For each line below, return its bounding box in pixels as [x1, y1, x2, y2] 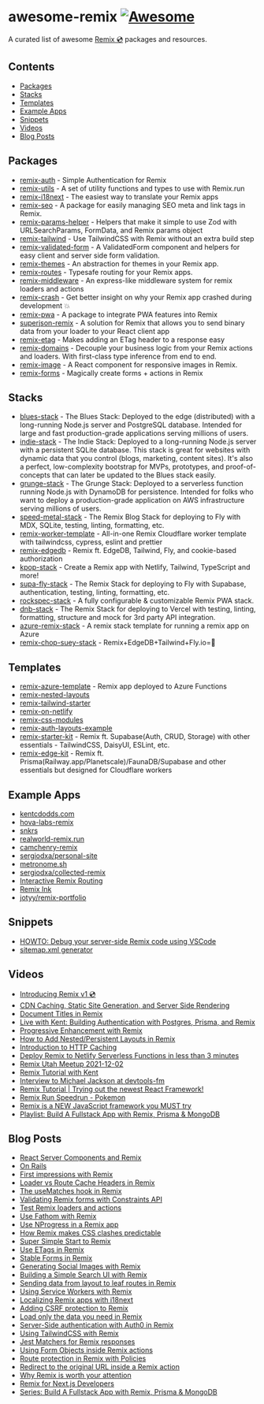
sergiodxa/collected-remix [19, 867, 106, 877]
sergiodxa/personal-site [19, 851, 99, 860]
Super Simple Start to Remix [19, 1237, 112, 1246]
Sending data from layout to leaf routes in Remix [19, 1279, 177, 1288]
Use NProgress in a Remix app [19, 1220, 119, 1229]
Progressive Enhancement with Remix [19, 1025, 143, 1035]
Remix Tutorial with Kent [19, 1068, 99, 1077]
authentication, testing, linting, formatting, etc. [19, 588, 170, 597]
